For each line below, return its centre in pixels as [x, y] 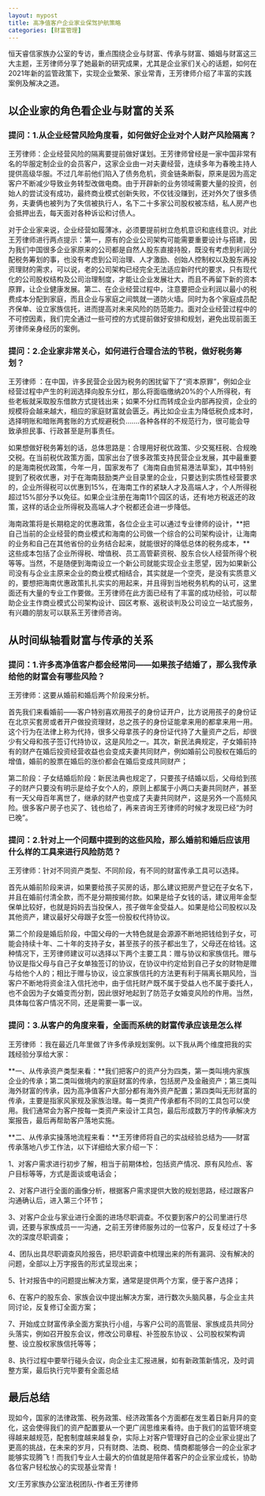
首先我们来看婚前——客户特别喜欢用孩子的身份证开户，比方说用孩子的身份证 [132, 712]
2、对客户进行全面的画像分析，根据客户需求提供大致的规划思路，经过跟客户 [131, 1190]
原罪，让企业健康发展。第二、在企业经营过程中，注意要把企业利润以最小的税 [132, 289]
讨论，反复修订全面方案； [56, 1307]
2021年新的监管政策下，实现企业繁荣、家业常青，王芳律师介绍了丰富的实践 [130, 73]
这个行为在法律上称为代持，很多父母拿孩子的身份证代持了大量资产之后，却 [129, 732]
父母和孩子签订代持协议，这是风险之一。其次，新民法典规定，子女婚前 [136, 742]
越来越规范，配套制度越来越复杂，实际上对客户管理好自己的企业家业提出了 [136, 1438]
